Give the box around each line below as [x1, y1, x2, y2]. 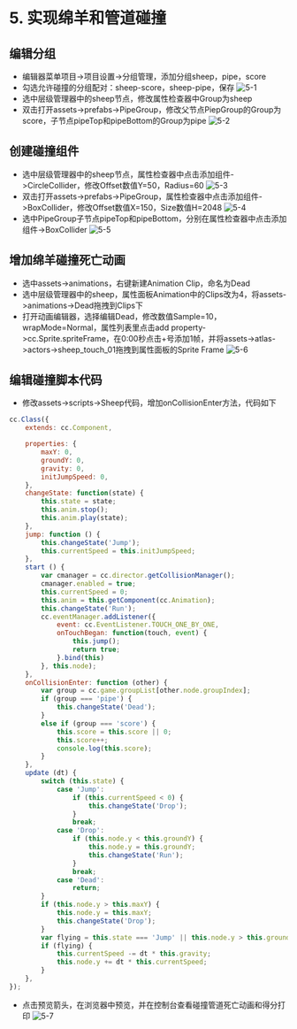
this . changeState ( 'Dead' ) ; [56, 703, 156, 712]
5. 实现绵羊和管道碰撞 [9, 8, 166, 28]
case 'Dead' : [56, 875, 104, 885]
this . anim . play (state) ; [41, 514, 128, 523]
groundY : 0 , [41, 456, 86, 465]
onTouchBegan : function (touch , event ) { [56, 629, 208, 638]
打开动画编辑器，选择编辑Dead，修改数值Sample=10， [21, 311, 222, 321]
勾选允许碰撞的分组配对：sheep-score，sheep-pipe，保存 [21, 82, 235, 93]
